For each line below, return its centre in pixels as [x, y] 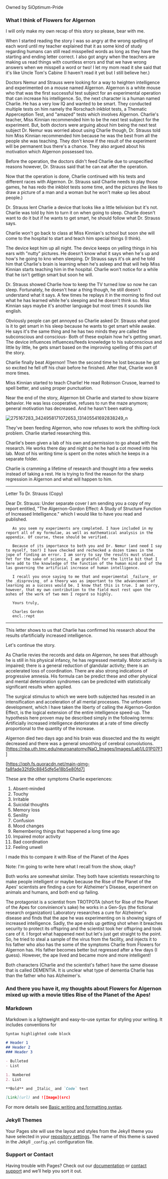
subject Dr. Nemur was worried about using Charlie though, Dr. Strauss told [83, 130]
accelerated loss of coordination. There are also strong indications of [77, 671]
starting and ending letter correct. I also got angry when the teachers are [81, 57]
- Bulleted [17, 1061]
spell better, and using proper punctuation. [50, 388]
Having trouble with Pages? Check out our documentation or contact [76, 1165]
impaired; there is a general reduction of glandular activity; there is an [77, 665]
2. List [14, 1079]
